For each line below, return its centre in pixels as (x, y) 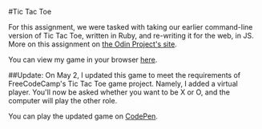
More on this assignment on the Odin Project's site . (93, 44)
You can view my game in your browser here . (83, 60)
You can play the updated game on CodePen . (83, 116)
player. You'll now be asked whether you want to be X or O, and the (119, 92)
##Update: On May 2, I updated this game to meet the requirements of (125, 75)
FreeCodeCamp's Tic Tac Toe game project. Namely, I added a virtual (123, 84)
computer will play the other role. (63, 101)
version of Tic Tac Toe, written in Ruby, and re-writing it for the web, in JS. (131, 36)
